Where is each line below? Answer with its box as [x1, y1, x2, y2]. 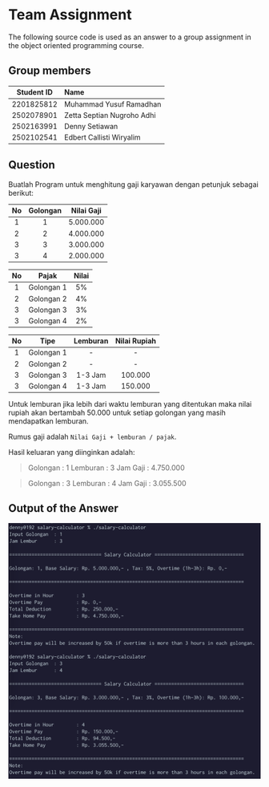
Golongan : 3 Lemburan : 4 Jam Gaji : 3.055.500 [27, 478, 187, 488]
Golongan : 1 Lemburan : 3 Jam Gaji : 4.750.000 [27, 463, 186, 473]
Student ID [16, 87, 54, 97]
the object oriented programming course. [8, 40, 144, 50]
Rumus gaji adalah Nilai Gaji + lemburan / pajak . [8, 432, 177, 441]
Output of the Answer [8, 501, 118, 515]
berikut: [8, 188, 34, 197]
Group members [8, 64, 91, 78]
